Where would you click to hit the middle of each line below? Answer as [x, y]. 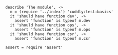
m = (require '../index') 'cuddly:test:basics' [62, 12]
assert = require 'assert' [34, 47]
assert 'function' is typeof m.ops [53, 30]
